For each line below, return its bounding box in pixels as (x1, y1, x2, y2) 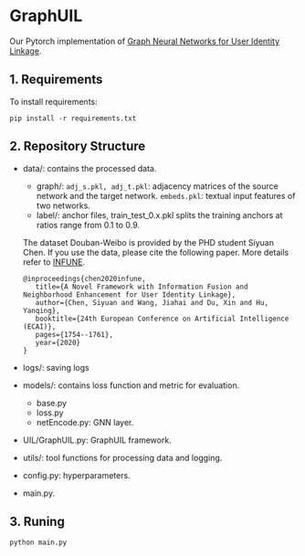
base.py (36, 397, 67, 408)
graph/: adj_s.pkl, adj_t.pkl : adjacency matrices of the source (36, 180, 279, 192)
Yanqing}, (22, 306, 61, 315)
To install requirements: (9, 96, 98, 107)
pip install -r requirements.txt (9, 113, 137, 123)
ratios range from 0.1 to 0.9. (36, 219, 140, 230)
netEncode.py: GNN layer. (36, 416, 134, 427)
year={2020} (35, 338, 81, 347)
